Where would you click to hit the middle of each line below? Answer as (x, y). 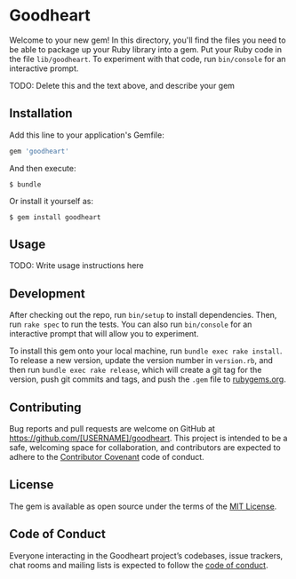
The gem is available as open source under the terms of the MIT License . (143, 506)
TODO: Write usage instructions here (76, 266)
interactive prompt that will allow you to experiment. (104, 334)
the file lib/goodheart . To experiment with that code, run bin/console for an (148, 59)
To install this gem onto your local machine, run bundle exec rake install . (146, 351)
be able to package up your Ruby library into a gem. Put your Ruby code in (146, 49)
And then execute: (43, 168)
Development (48, 293)
